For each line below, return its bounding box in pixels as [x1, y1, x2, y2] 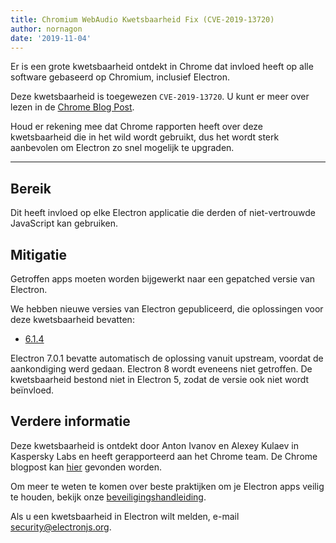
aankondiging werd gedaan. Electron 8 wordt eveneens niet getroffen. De [10, 363, 313, 375]
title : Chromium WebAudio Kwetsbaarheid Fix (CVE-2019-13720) [10, 14, 275, 25]
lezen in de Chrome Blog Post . [10, 101, 135, 113]
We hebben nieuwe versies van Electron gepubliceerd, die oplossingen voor [10, 303, 324, 315]
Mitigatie [10, 246, 67, 263]
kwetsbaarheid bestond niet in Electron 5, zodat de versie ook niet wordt [10, 374, 310, 385]
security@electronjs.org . [10, 521, 112, 533]
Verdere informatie [10, 413, 131, 430]
